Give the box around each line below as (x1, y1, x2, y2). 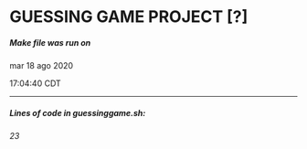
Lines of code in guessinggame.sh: (9, 107, 146, 118)
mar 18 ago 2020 (9, 60, 74, 71)
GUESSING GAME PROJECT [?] (9, 6, 249, 27)
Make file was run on (9, 37, 91, 48)
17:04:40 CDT (9, 78, 61, 89)
